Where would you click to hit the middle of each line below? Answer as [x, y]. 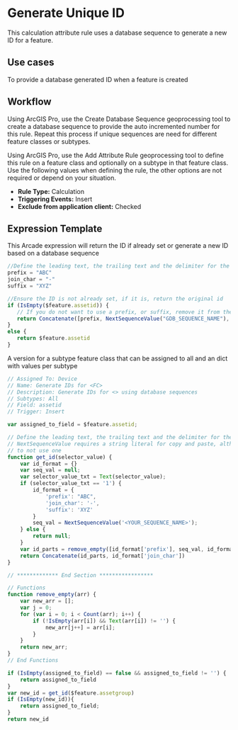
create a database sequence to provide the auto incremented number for [114, 126]
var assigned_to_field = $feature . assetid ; [73, 425]
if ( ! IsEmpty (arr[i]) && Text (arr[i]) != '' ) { [104, 621]
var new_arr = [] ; [47, 601]
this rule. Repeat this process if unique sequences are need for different [112, 134]
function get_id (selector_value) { [60, 457]
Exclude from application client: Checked [79, 206]
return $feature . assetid [53, 338]
